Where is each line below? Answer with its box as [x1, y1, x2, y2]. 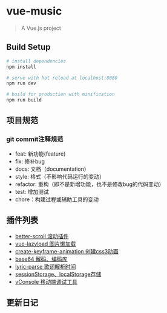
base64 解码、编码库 [15, 255, 68, 263]
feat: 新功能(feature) [15, 150, 66, 157]
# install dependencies [6, 58, 67, 64]
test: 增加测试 [15, 188, 50, 195]
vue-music [6, 4, 62, 18]
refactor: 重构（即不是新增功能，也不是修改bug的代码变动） [15, 181, 165, 188]
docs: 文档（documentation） [15, 165, 90, 173]
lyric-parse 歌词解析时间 [15, 263, 76, 270]
